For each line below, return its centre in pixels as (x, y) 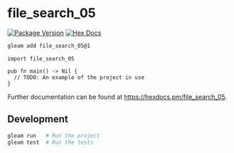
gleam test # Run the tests (50, 142)
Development (38, 119)
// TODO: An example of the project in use (79, 77)
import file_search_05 (41, 58)
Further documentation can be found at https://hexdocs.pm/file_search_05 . (117, 97)
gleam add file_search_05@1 (49, 46)
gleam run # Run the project (54, 136)
